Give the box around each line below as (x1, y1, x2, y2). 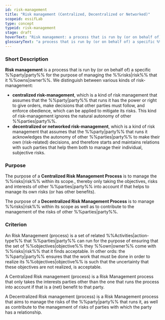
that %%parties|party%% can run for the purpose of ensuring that (24, 238, 159, 244)
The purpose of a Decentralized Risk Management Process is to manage (5, 198, 155, 205)
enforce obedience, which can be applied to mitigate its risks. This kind (12, 108, 157, 114)
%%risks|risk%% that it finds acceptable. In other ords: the (5, 248, 125, 254)
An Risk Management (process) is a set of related (5, 232, 105, 238)
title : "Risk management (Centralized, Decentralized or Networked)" (5, 12, 151, 17)
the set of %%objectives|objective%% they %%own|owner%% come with (5, 243, 156, 249)
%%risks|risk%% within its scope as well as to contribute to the (5, 204, 135, 210)
